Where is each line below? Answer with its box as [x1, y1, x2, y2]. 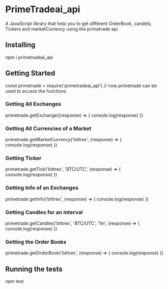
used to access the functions [5, 88, 66, 94]
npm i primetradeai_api [5, 54, 53, 60]
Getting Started [5, 69, 55, 77]
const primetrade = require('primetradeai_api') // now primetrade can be [5, 83, 157, 89]
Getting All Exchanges [5, 100, 62, 108]
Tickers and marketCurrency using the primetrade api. [5, 25, 119, 32]
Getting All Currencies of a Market [5, 125, 92, 132]
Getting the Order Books [5, 238, 67, 245]
